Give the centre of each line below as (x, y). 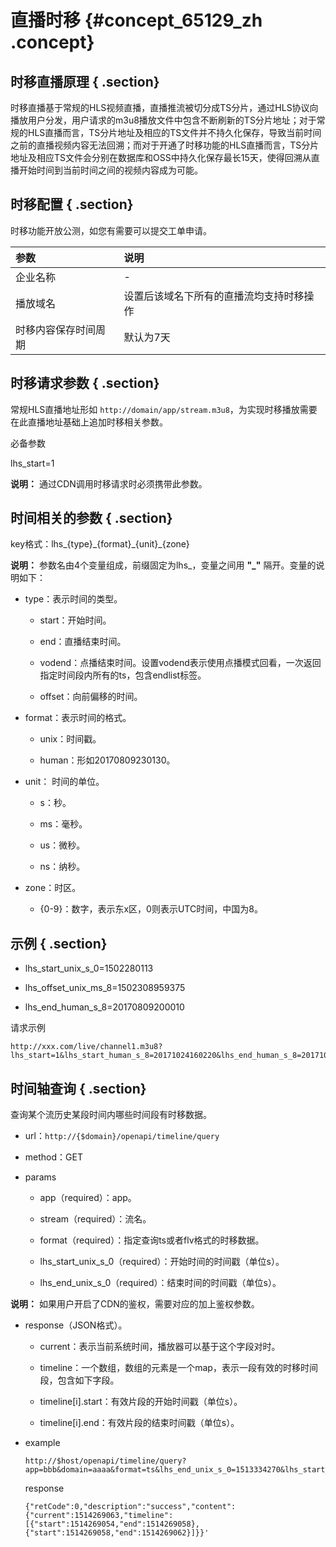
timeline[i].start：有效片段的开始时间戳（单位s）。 (141, 1402)
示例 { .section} (59, 943)
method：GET (53, 1157)
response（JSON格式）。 (76, 1325)
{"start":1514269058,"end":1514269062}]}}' (117, 1533)
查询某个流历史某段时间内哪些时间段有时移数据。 (111, 1115)
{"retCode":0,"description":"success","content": (130, 1507)
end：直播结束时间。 (83, 642)
